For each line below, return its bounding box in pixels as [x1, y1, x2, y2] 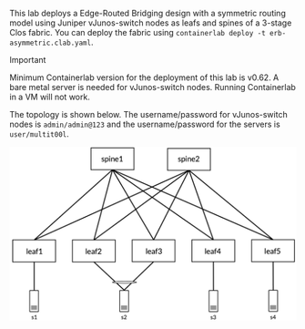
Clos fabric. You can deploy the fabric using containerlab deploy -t [9, 27, 266, 37]
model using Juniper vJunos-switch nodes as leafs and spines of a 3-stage [9, 17, 292, 28]
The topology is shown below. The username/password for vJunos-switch [9, 109, 289, 119]
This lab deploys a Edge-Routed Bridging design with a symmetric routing [9, 8, 287, 18]
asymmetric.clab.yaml [9, 38, 92, 47]
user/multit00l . [9, 129, 70, 139]
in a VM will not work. [9, 91, 91, 102]
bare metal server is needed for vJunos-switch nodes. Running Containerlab [9, 82, 296, 92]
